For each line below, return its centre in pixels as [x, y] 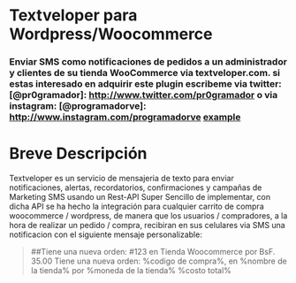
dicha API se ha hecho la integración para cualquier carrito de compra [137, 207]
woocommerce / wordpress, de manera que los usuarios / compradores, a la [148, 216]
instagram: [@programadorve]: [78, 106]
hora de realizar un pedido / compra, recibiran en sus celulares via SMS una [147, 226]
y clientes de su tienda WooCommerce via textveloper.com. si [145, 73]
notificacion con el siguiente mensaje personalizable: [106, 234]
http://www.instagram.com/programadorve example [125, 118]
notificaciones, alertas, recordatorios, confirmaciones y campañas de [136, 187]
